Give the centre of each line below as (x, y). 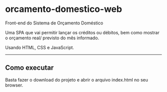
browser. (14, 85)
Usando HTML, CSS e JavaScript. (40, 47)
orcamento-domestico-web (64, 9)
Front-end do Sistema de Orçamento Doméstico (54, 23)
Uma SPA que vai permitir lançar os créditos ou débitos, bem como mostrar (83, 32)
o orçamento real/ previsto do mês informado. (52, 38)
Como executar (29, 68)
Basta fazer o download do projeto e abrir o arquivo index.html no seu (77, 80)
